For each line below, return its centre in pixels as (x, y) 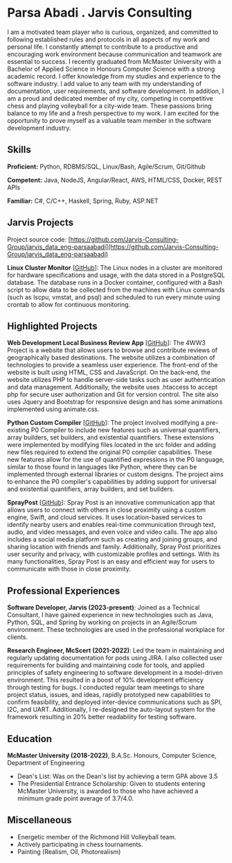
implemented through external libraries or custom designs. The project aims (115, 474)
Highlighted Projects (53, 326)
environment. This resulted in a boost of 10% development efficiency (106, 680)
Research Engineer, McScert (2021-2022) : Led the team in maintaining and (116, 651)
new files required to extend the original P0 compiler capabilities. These (110, 452)
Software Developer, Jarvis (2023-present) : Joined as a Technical (104, 608)
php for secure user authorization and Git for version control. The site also (113, 394)
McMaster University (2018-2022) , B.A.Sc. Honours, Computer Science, (112, 755)
